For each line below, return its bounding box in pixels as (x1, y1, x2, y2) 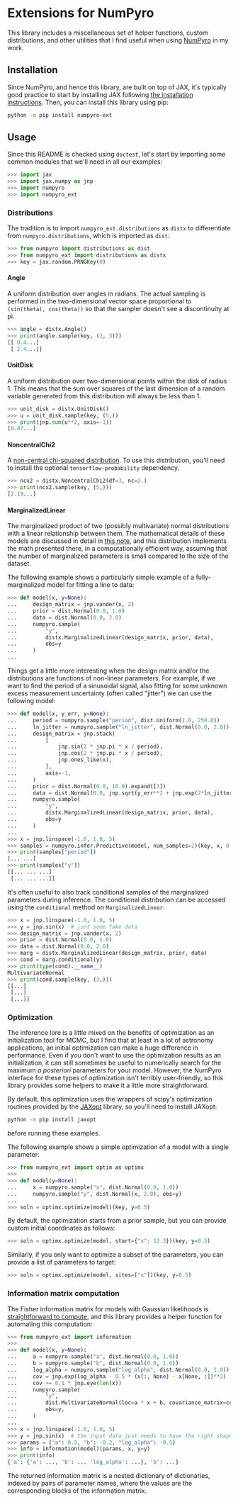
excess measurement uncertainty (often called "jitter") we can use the (7, 689, 212, 697)
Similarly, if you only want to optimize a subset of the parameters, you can (7, 1250, 224, 1259)
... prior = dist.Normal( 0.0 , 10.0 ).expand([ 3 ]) (7, 783, 166, 790)
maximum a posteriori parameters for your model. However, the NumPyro (7, 1066, 222, 1075)
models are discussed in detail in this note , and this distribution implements (7, 537, 227, 545)
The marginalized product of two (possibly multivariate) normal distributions (7, 522, 229, 530)
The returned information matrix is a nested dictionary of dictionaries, (7, 1472, 210, 1480)
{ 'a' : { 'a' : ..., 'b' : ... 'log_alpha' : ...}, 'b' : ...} (7, 1459, 179, 1466)
